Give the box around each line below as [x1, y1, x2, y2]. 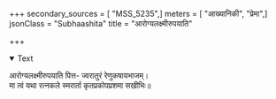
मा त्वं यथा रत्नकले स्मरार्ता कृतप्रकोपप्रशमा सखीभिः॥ [9, 80, 151, 90]
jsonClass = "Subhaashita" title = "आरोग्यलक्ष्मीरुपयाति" [9, 19, 193, 28]
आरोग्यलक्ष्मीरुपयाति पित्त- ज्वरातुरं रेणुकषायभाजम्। [9, 71, 149, 80]
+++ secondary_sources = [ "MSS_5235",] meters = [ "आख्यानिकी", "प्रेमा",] [9, 9, 268, 19]
